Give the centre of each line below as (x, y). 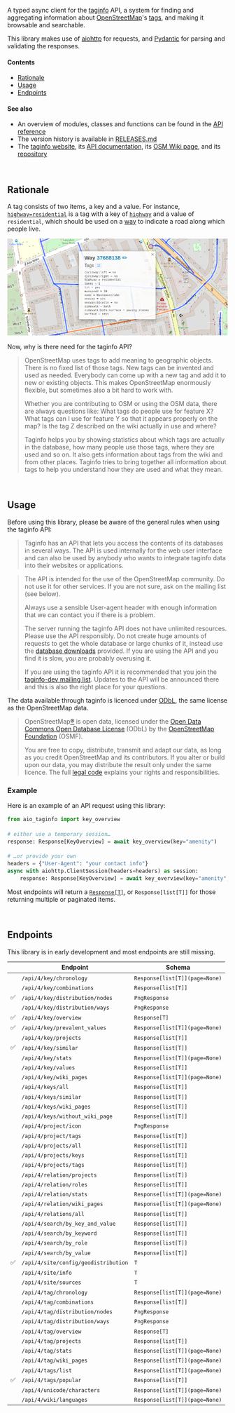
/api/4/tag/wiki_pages (55, 1361)
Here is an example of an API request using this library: (86, 806)
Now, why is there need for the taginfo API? (70, 346)
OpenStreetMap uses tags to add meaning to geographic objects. (119, 360)
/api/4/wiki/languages (55, 1400)
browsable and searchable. (47, 25)
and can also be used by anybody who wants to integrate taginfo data (125, 557)
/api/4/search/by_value (56, 1253)
